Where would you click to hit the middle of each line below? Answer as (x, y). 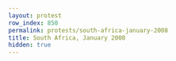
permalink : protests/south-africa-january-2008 (88, 30)
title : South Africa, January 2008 (67, 38)
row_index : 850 (33, 23)
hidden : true (30, 45)
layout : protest (35, 15)
